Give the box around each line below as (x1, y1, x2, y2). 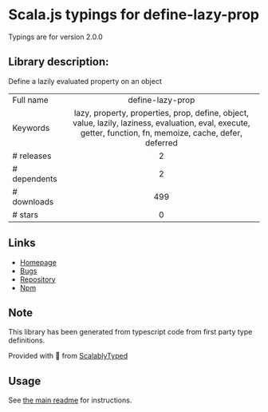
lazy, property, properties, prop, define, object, (73, 107, 250, 118)
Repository (19, 274, 56, 284)
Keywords (12, 122, 50, 133)
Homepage (19, 257, 57, 267)
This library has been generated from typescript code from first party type (8, 327, 253, 337)
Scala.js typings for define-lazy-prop (8, 6, 260, 24)
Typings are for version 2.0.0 (8, 32, 104, 42)
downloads (12, 196, 54, 207)
